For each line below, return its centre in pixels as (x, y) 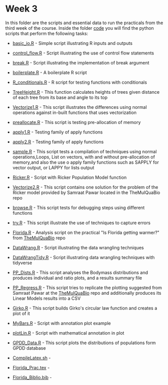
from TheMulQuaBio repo (39, 238)
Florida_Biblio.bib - (32, 377)
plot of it (21, 313)
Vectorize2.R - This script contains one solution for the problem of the (85, 187)
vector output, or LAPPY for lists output (53, 167)
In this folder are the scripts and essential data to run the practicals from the (84, 23)
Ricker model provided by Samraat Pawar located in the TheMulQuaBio (86, 192)
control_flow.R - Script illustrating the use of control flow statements (83, 53)
